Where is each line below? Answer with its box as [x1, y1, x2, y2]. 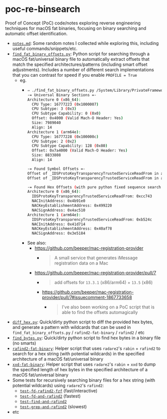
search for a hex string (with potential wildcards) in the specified [12, 351, 145, 357]
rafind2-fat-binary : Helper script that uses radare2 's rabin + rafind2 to [12, 345, 161, 352]
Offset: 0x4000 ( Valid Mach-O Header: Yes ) [31, 116, 123, 121]
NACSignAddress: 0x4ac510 [31, 208, 85, 213]
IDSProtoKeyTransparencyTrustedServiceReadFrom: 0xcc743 [31, 194, 153, 199]
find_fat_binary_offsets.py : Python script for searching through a [12, 51, 150, 57]
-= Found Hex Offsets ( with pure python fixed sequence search [27, 184, 161, 190]
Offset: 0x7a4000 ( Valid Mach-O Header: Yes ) [31, 148, 128, 153]
